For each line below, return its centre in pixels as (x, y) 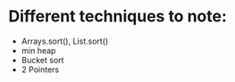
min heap (38, 50)
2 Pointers (40, 70)
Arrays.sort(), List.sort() (65, 41)
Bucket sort (42, 60)
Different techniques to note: (117, 16)
